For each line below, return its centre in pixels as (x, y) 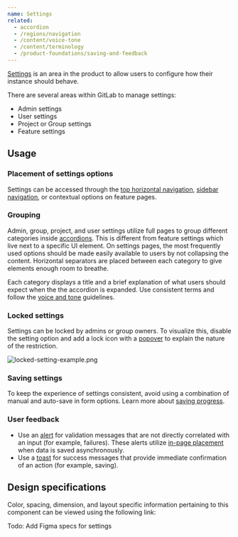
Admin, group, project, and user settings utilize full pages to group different (118, 231)
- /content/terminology (49, 47)
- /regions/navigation (47, 34)
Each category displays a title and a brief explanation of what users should (117, 282)
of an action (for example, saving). (68, 465)
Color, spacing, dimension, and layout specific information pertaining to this (118, 504)
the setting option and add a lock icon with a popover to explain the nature (116, 338)
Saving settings (35, 378)
